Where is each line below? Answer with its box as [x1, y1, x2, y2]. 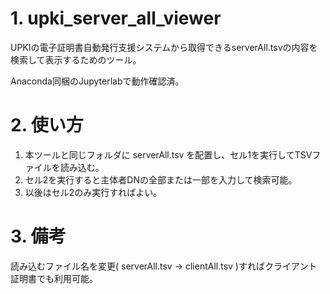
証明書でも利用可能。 [10, 272, 98, 284]
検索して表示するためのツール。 [10, 53, 142, 66]
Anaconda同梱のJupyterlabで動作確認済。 [10, 75, 185, 87]
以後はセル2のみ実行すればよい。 [24, 186, 163, 198]
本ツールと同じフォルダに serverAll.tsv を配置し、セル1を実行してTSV [24, 148, 313, 161]
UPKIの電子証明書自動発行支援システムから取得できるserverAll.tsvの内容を [10, 41, 318, 53]
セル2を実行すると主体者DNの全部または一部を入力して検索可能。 [24, 173, 298, 186]
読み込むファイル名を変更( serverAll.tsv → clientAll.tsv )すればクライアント [10, 260, 318, 272]
